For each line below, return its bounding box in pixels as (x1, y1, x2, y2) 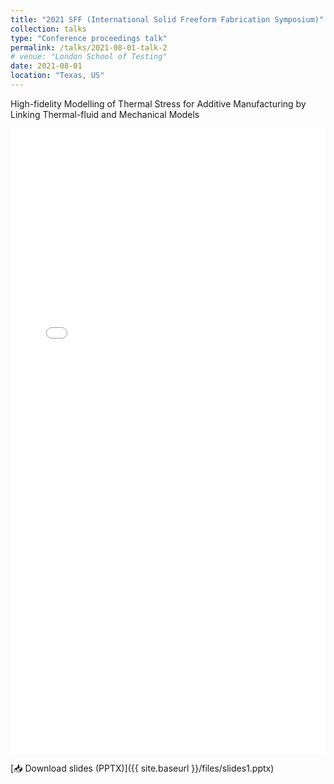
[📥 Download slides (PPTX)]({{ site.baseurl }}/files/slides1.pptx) (10, 762, 275, 774)
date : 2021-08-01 (10, 61, 83, 71)
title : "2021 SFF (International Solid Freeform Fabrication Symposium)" (10, 14, 325, 25)
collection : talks (10, 24, 87, 34)
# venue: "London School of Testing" (10, 52, 168, 62)
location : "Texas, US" (10, 71, 105, 81)
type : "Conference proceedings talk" (10, 33, 168, 43)
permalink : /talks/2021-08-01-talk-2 (10, 42, 168, 53)
